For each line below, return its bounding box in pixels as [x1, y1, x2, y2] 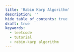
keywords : [5, 26, 26, 31]
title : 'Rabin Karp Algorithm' [5, 7, 70, 12]
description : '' [5, 12, 39, 17]
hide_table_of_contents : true [5, 16, 68, 21]
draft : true [5, 21, 30, 26]
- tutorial [9, 35, 32, 40]
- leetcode [9, 30, 32, 35]
